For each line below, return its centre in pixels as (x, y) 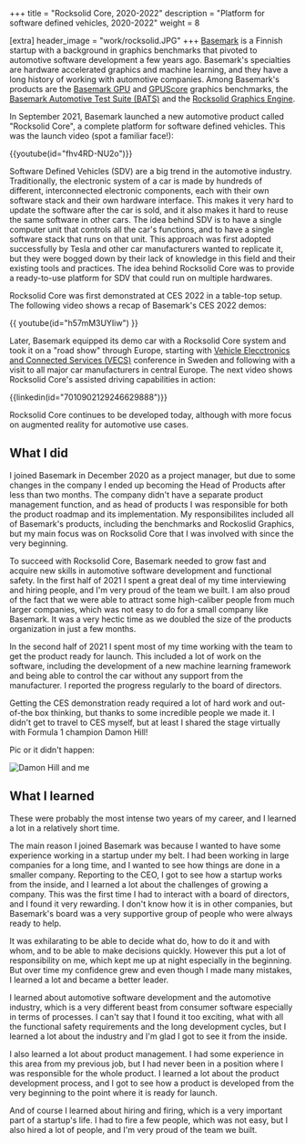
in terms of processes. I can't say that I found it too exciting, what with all (147, 1016)
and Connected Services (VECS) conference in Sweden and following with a (152, 360)
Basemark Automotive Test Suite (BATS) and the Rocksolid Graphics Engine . (152, 99)
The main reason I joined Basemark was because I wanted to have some (145, 845)
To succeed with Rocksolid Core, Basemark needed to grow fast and (138, 561)
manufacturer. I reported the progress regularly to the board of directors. (146, 685)
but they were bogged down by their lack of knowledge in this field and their (152, 258)
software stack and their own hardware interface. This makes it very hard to (152, 200)
